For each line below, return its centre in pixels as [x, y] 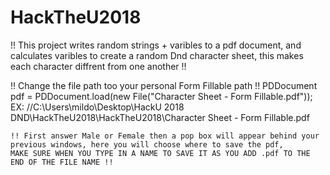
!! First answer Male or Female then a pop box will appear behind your [165, 136]
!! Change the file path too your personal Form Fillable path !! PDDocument [164, 85]
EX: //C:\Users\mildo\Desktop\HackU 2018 [97, 107]
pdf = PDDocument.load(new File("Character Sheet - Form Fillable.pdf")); [161, 96]
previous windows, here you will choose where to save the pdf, [147, 144]
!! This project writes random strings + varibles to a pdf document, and [156, 45]
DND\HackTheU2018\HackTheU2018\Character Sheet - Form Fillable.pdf [160, 117]
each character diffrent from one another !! [98, 66]
